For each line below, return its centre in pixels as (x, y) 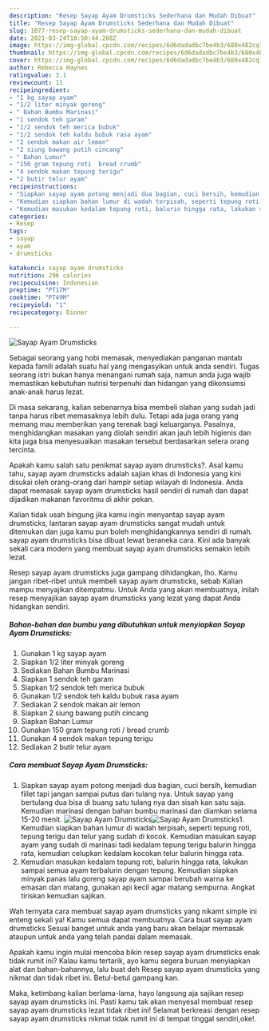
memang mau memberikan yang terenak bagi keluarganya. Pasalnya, (123, 424)
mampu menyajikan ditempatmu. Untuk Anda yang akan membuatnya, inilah (134, 589)
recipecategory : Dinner (49, 312)
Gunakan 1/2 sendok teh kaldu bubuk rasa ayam (99, 695)
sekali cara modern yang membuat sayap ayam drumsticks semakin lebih (130, 548)
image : (20, 46)
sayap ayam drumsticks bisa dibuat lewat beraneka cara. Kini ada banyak (130, 539)
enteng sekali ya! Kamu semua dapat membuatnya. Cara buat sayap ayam (131, 919)
